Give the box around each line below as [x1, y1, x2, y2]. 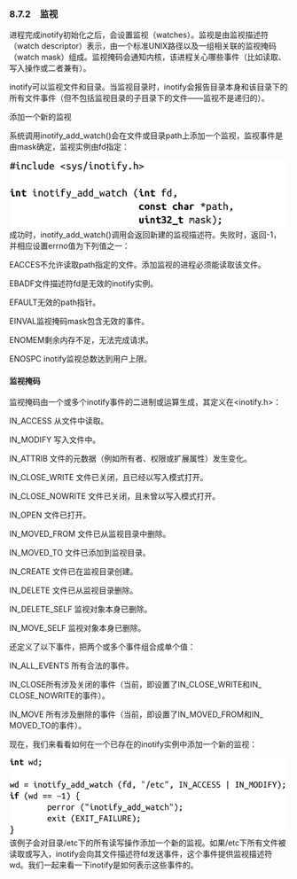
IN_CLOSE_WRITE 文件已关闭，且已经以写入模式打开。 [9, 472, 208, 483]
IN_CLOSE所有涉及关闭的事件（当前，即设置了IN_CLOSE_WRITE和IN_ [9, 680, 262, 690]
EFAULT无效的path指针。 [9, 297, 101, 307]
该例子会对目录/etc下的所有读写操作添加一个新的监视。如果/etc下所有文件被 [9, 837, 286, 848]
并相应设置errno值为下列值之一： [9, 240, 130, 251]
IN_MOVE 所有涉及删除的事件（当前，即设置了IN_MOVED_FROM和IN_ [9, 709, 263, 720]
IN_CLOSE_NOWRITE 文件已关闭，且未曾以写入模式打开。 [9, 491, 221, 502]
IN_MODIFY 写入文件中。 [9, 434, 101, 445]
